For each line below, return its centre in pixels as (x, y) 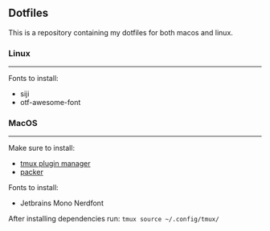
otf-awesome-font (50, 103)
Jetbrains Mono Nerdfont (62, 203)
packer (32, 172)
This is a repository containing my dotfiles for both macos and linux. (121, 32)
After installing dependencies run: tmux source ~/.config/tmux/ (114, 219)
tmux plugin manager (55, 164)
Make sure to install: (41, 148)
